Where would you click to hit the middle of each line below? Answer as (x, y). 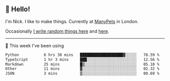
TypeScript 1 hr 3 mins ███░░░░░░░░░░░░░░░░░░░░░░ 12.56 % (82, 59)
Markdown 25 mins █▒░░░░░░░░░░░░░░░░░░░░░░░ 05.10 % (82, 64)
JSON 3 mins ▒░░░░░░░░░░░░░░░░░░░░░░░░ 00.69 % (82, 73)
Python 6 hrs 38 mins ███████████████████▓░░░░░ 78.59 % (82, 55)
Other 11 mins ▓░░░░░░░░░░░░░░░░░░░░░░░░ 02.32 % (82, 69)
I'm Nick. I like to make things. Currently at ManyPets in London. (72, 21)
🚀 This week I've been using (35, 45)
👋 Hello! (18, 9)
